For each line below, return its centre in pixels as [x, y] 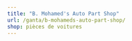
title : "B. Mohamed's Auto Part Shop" [63, 14]
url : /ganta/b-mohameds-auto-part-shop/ [67, 20]
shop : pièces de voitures [44, 26]
